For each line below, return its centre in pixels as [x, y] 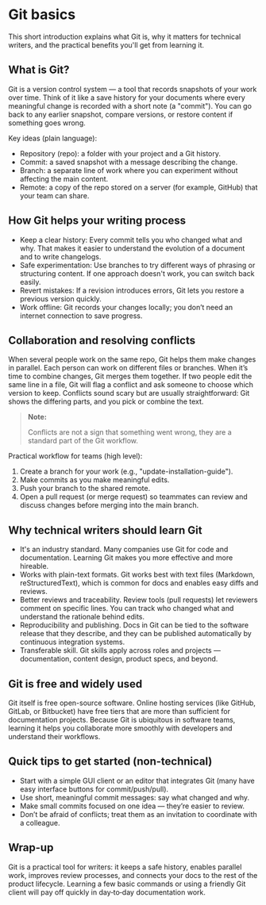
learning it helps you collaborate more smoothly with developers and [120, 728]
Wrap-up [31, 847]
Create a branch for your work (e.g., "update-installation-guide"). [126, 472]
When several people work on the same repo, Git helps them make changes [132, 359]
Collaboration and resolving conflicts [102, 340]
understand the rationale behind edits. [82, 617]
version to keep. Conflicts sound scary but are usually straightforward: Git [129, 393]
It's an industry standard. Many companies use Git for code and [124, 550]
